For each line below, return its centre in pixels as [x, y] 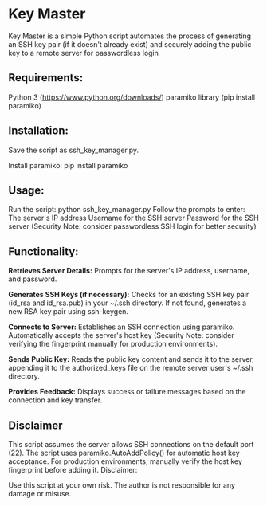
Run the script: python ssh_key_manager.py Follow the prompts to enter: [127, 210]
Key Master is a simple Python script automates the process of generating [130, 36]
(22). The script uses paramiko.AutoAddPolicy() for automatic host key [124, 453]
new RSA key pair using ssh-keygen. [69, 312]
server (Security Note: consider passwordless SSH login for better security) [132, 226]
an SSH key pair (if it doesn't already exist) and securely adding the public [130, 44]
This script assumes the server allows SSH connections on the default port [131, 444]
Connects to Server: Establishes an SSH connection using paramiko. [122, 327]
